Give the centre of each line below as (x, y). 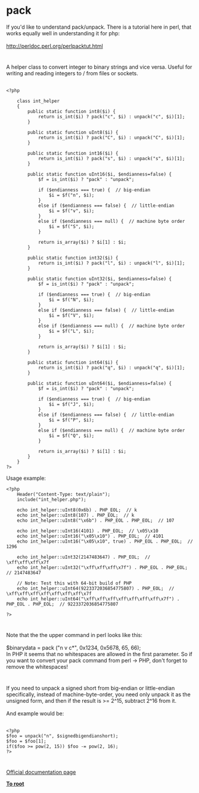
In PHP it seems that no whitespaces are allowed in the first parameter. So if (99, 654)
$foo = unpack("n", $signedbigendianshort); (62, 736)
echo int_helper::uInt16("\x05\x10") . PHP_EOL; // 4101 (90, 536)
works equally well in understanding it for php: (63, 33)
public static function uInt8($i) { (73, 133)
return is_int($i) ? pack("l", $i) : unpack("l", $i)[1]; (111, 264)
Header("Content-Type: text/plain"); (64, 495)
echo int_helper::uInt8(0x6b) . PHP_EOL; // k (77, 510)
